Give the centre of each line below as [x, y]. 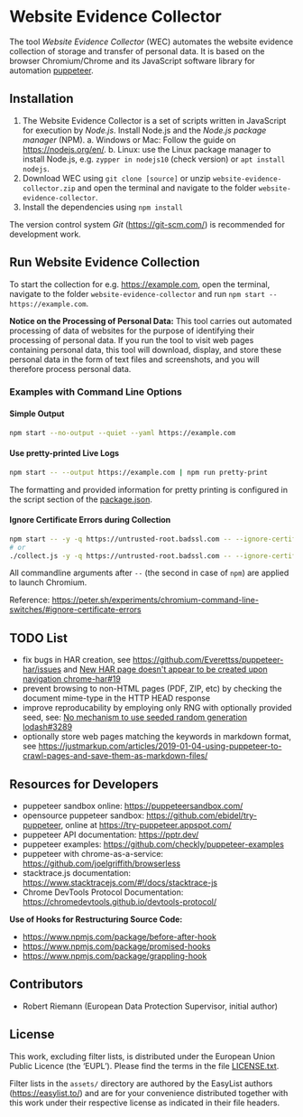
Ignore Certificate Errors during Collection [90, 520]
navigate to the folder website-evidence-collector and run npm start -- [143, 293]
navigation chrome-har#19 [72, 679]
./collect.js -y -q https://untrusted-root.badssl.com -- [120, 556]
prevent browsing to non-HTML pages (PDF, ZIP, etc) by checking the [152, 689]
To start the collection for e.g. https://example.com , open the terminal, [140, 284]
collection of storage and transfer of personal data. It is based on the [137, 51]
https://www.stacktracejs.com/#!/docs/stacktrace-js [120, 883]
